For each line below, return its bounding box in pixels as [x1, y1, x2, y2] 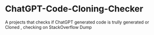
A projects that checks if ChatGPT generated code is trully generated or [5, 19, 150, 25]
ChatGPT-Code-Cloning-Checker [5, 3, 144, 14]
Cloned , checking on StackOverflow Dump [5, 24, 92, 30]
